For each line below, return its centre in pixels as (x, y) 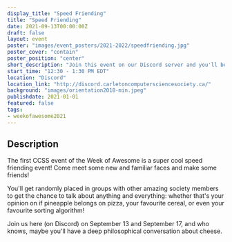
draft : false (26, 33)
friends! (18, 175)
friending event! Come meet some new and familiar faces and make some (112, 168)
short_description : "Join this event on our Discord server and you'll (112, 65)
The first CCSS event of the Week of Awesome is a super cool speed (105, 161)
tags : (15, 110)
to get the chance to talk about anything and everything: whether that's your (116, 196)
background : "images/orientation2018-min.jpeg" (77, 90)
